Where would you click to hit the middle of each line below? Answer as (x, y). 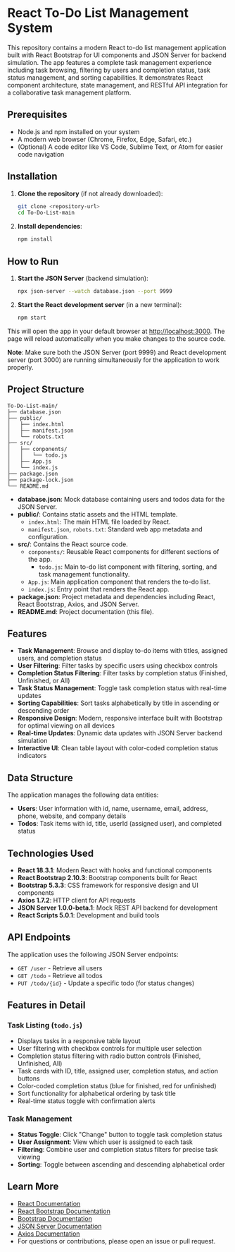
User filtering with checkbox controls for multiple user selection (110, 1048)
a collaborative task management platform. (69, 92)
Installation (32, 177)
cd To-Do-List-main (46, 213)
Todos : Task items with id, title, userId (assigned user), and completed (120, 824)
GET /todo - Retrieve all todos (60, 975)
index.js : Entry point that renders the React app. (99, 589)
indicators (32, 756)
